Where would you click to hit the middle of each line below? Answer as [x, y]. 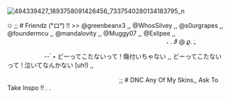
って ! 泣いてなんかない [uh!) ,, [51, 65]
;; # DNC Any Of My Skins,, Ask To [168, 80]
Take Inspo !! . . [29, 88]
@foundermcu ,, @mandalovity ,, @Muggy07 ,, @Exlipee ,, [92, 33]
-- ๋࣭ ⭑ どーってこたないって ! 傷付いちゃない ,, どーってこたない [133, 56]
